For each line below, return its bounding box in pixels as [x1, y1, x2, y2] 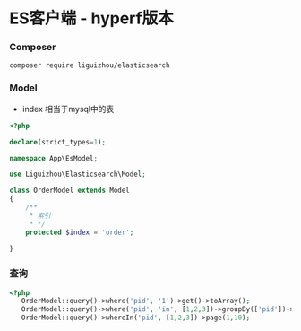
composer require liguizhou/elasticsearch [9, 61, 170, 70]
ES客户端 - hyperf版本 [9, 8, 174, 29]
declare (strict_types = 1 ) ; [9, 137, 106, 146]
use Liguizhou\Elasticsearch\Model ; [9, 170, 146, 179]
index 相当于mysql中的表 [21, 103, 115, 114]
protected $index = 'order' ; [25, 228, 134, 237]
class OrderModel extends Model [9, 186, 130, 196]
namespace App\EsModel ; [9, 153, 99, 162]
